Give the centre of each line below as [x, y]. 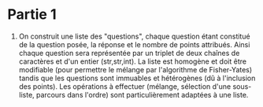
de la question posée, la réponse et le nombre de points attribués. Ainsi [134, 44]
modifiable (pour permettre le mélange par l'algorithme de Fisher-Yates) [135, 69]
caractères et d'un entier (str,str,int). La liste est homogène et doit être [133, 61]
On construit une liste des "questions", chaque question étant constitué [134, 36]
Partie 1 [32, 15]
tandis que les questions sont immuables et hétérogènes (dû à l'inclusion [137, 78]
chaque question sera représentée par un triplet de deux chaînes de [129, 53]
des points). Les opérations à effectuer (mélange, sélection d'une [125, 86]
